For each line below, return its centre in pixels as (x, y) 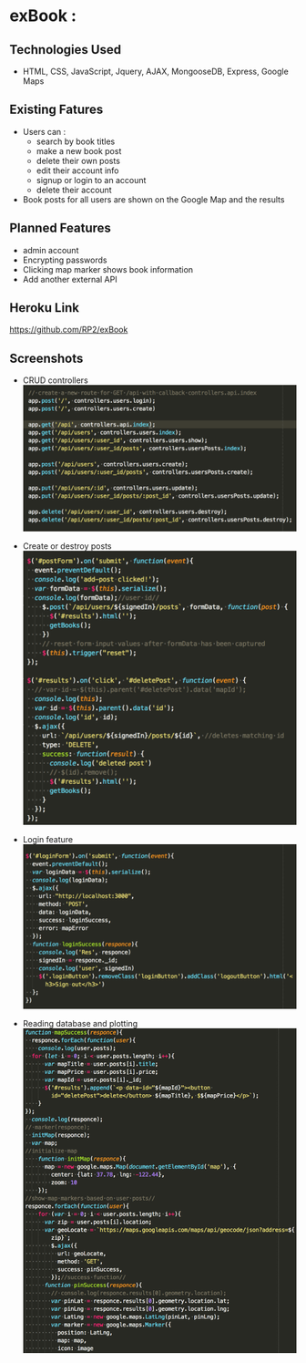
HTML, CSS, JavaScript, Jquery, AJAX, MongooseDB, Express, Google (155, 71)
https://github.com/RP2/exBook (69, 330)
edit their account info (78, 170)
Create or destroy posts (67, 546)
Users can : (44, 131)
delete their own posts (78, 160)
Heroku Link (45, 308)
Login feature (48, 839)
